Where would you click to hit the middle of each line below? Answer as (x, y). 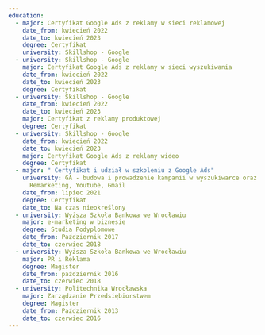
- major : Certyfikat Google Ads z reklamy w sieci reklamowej (120, 23)
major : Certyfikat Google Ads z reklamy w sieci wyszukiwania (127, 67)
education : (26, 15)
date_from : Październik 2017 (71, 237)
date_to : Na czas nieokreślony (74, 207)
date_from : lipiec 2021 (62, 193)
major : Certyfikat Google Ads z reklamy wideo (101, 156)
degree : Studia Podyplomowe (69, 230)
